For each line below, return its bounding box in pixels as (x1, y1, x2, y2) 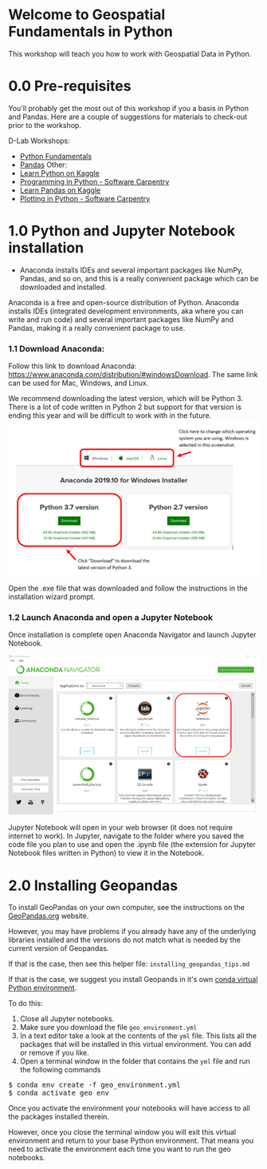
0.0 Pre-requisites (8, 78, 132, 95)
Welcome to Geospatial (8, 6, 166, 24)
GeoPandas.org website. (8, 911, 89, 920)
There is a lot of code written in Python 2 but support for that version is (8, 402, 241, 412)
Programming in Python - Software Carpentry (19, 177, 170, 186)
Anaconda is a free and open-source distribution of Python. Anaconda (8, 297, 239, 307)
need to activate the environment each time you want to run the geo (8, 1144, 231, 1154)
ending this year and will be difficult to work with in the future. (8, 411, 212, 420)
